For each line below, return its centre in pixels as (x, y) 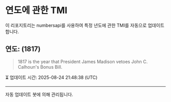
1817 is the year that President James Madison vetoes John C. (83, 62)
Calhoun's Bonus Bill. (40, 67)
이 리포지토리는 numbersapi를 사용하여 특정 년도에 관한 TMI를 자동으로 (76, 25)
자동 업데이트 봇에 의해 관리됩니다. (39, 94)
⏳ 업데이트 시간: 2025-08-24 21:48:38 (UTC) (51, 77)
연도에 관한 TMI (36, 10)
